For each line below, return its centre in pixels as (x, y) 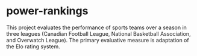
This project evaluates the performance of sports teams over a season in (96, 27)
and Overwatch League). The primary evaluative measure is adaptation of (98, 40)
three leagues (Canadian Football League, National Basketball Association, (98, 33)
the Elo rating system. (33, 46)
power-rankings (47, 11)
